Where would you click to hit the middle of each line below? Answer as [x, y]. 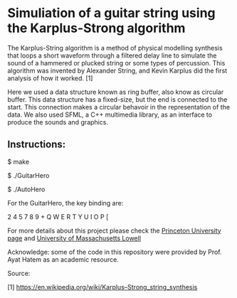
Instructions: [37, 145]
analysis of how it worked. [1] [50, 78]
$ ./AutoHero [26, 189]
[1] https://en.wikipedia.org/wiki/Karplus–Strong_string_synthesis [102, 287]
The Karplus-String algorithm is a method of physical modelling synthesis [115, 48]
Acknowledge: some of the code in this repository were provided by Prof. [115, 252]
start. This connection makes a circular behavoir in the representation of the [118, 107]
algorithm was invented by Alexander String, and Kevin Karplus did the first [117, 70]
